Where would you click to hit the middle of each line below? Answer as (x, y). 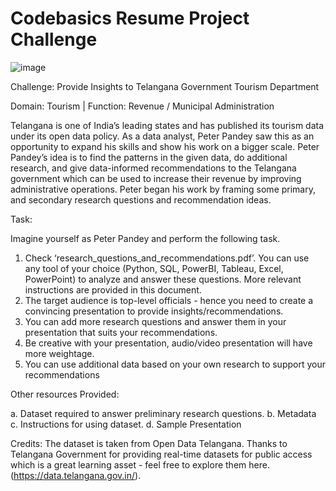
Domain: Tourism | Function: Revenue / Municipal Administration (142, 106)
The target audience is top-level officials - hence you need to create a (169, 300)
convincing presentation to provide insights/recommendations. (154, 311)
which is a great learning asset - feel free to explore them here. (140, 464)
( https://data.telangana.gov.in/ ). (76, 475)
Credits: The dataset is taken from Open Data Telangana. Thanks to (149, 443)
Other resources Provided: (65, 394)
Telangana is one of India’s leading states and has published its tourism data (167, 125)
